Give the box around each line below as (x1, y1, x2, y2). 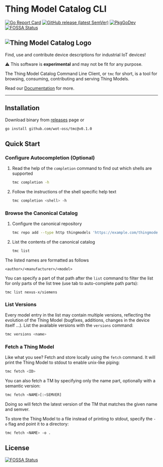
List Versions (5, 301, 37, 308)
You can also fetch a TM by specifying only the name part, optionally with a (5, 378, 156, 384)
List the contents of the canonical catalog (12, 239, 96, 245)
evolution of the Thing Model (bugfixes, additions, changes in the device (5, 318, 150, 323)
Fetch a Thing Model (5, 343, 54, 350)
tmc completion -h (12, 180, 49, 185)
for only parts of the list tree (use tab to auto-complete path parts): (5, 280, 138, 286)
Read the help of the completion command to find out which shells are (12, 166, 152, 171)
